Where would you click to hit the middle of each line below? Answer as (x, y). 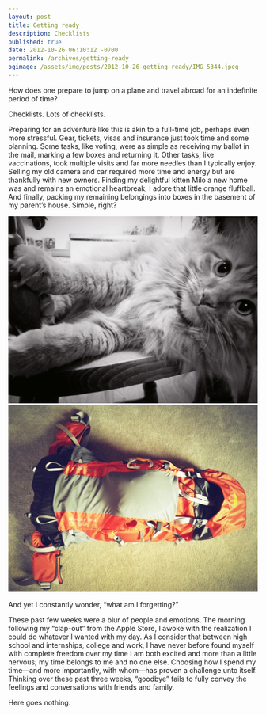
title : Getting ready (44, 25)
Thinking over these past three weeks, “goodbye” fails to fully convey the (127, 679)
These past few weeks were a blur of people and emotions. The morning (127, 620)
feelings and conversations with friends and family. (91, 687)
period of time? (33, 98)
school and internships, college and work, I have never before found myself (131, 645)
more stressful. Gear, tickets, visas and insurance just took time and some (129, 138)
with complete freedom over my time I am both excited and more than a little (133, 653)
